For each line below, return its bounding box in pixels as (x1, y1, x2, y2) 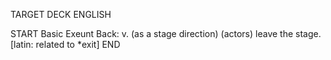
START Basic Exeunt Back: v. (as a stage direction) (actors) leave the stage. (10, 28, 322, 39)
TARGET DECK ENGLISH (10, 9, 112, 20)
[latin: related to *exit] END (10, 39, 121, 50)
